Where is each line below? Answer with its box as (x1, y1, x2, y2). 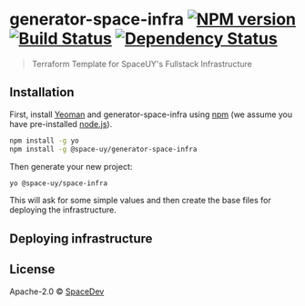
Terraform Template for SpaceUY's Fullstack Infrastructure (31, 58, 252, 69)
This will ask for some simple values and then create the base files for (9, 195, 271, 206)
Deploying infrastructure (9, 231, 153, 246)
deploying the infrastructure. (9, 204, 117, 215)
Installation (9, 84, 75, 100)
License (9, 262, 56, 277)
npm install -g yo (9, 136, 79, 145)
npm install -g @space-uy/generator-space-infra (9, 144, 198, 153)
